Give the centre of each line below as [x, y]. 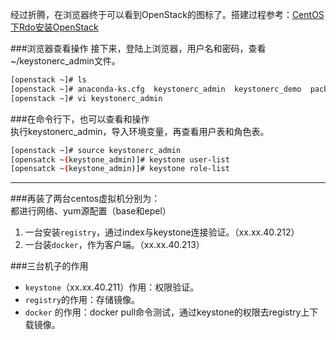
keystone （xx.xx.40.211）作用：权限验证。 [112, 287]
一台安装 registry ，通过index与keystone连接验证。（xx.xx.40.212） [162, 232]
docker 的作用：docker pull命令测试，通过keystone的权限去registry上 [167, 312]
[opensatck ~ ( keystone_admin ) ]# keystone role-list [120, 169]
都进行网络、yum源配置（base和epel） [91, 211]
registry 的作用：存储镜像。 [82, 300]
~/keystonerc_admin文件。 [65, 61]
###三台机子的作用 [49, 266]
